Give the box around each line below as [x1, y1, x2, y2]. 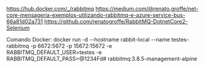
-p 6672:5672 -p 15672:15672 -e [30, 42, 113, 49]
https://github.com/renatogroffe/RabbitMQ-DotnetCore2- [44, 18, 188, 25]
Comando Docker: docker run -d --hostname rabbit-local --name [6, 36, 170, 43]
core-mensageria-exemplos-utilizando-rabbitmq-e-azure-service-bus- [6, 11, 186, 19]
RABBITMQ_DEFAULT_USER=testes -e [6, 49, 103, 56]
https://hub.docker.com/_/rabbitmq [6, 5, 95, 12]
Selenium [6, 24, 30, 31]
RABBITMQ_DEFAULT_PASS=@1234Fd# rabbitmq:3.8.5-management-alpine [6, 55, 197, 62]
